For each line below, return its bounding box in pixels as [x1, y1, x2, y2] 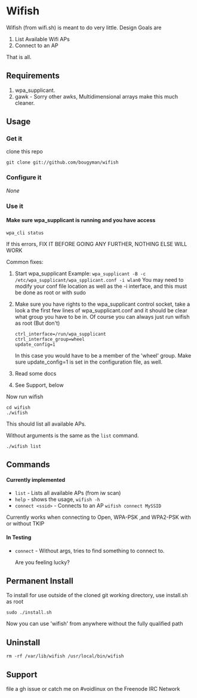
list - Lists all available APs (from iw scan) [14, 490, 121, 497]
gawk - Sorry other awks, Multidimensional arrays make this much [14, 93, 178, 100]
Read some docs [14, 370, 57, 377]
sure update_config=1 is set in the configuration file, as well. [14, 358, 163, 365]
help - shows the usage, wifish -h [14, 496, 100, 503]
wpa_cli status [6, 230, 44, 236]
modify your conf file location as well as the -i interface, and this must [14, 282, 187, 290]
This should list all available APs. [6, 420, 87, 428]
